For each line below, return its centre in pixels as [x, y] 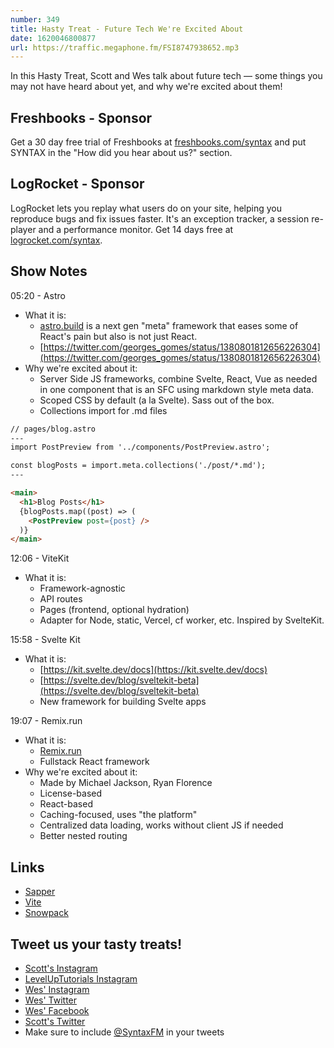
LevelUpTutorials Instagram [81, 978]
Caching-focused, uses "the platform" [118, 815]
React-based [66, 804]
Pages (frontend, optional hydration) [114, 610]
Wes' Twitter [51, 1000]
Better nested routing [83, 836]
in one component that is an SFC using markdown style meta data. [176, 389]
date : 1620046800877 [53, 38]
